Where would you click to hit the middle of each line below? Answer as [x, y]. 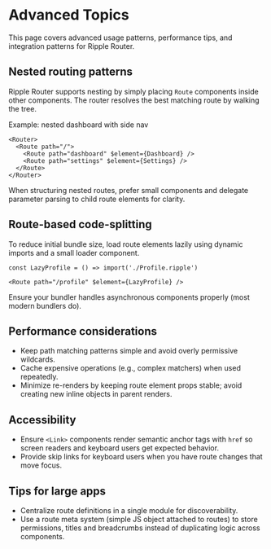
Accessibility [42, 420]
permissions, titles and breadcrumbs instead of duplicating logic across [140, 528]
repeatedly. [39, 377]
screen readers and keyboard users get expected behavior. [120, 448]
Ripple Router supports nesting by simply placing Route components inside [133, 91]
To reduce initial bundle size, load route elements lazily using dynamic [126, 244]
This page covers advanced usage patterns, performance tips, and [120, 37]
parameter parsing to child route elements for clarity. [97, 199]
